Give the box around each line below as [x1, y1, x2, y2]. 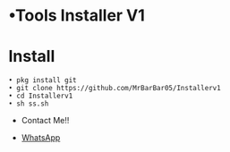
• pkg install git [8, 76, 77, 85]
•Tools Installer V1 [8, 5, 145, 26]
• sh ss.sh [8, 99, 49, 108]
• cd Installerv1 [8, 91, 73, 101]
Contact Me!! [21, 115, 70, 126]
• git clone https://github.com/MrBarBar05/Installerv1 [8, 84, 221, 93]
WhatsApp [21, 132, 61, 143]
